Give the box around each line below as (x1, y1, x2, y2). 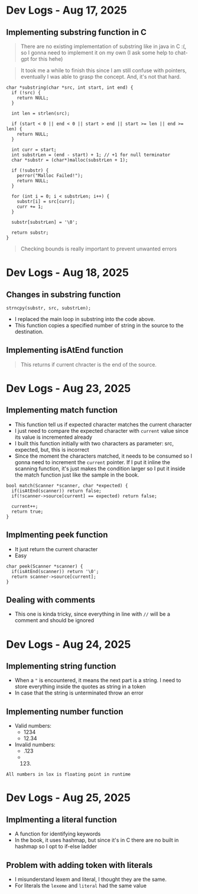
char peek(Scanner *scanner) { (6, 563, 83, 569)
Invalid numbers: (14, 741, 56, 748)
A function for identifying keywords (14, 830, 101, 838)
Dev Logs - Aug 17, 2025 (6, 4, 127, 17)
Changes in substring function (6, 290, 121, 300)
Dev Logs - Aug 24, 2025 (6, 638, 131, 651)
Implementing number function (6, 706, 124, 716)
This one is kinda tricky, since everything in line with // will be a (14, 610, 170, 618)
